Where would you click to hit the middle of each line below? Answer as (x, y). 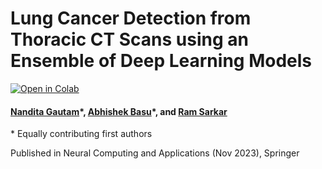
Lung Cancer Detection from (131, 18)
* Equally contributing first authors (81, 134)
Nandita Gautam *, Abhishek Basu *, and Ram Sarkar (119, 111)
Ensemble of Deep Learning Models (161, 61)
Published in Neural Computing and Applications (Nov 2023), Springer (155, 153)
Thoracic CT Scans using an (129, 39)
